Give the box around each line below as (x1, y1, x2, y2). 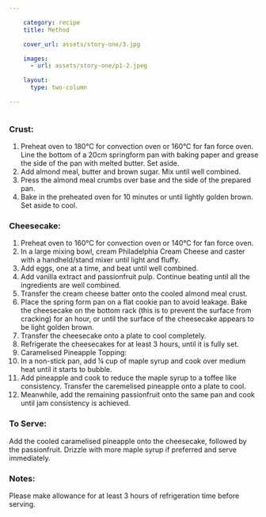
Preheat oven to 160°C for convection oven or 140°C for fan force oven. (20, 239, 254, 248)
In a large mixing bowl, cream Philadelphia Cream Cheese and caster (20, 247, 245, 256)
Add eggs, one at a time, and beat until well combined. (20, 263, 199, 274)
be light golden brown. (20, 323, 94, 332)
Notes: (9, 473, 36, 484)
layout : (23, 76, 48, 84)
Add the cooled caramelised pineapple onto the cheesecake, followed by (9, 436, 248, 446)
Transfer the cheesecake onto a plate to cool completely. (20, 331, 207, 341)
